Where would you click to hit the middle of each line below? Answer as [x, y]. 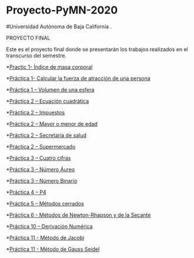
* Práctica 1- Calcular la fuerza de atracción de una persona [78, 78]
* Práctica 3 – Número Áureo [41, 169]
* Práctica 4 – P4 [26, 192]
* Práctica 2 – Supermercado [41, 146]
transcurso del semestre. [36, 55]
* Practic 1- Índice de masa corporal [49, 67]
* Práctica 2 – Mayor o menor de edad [52, 123]
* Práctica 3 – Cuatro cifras [39, 158]
